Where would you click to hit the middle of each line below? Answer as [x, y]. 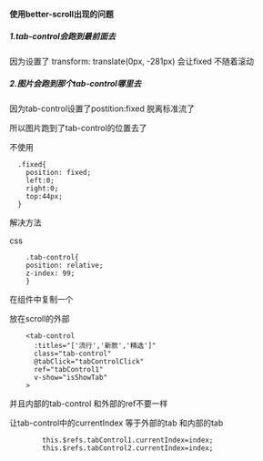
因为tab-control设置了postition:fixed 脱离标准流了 [102, 108]
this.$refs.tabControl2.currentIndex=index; [128, 448]
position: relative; [65, 265]
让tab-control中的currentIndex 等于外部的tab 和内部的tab [116, 423]
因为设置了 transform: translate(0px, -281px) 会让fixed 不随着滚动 [132, 61]
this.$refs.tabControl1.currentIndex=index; [128, 440]
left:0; [40, 180]
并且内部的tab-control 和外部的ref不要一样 [89, 403]
